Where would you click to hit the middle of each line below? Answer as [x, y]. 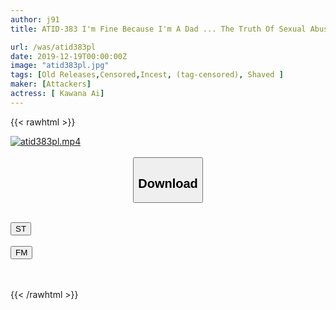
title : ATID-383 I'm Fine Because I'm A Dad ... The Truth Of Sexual [158, 29]
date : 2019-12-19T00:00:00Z [69, 56]
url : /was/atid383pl [53, 47]
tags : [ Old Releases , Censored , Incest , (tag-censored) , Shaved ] [147, 75]
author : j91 [35, 19]
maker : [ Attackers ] [51, 84]
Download [168, 183]
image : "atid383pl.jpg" [60, 66]
